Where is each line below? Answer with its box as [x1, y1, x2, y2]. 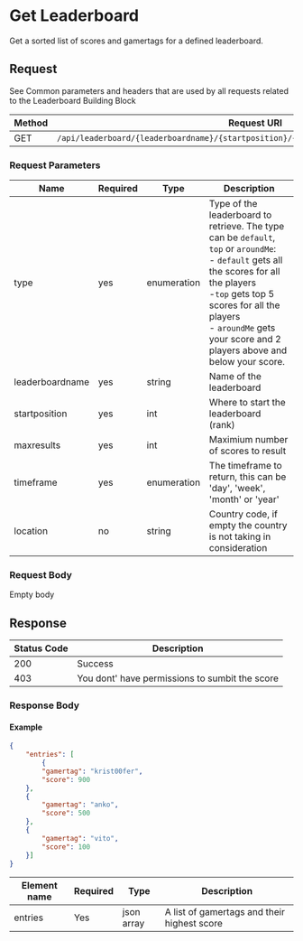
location [14, 525, 48, 537]
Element [21, 880, 59, 892]
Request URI [228, 116, 282, 129]
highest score [164, 918, 223, 930]
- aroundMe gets [208, 321, 276, 334]
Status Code [14, 642, 69, 655]
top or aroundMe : [208, 243, 277, 256]
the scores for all [208, 266, 280, 278]
